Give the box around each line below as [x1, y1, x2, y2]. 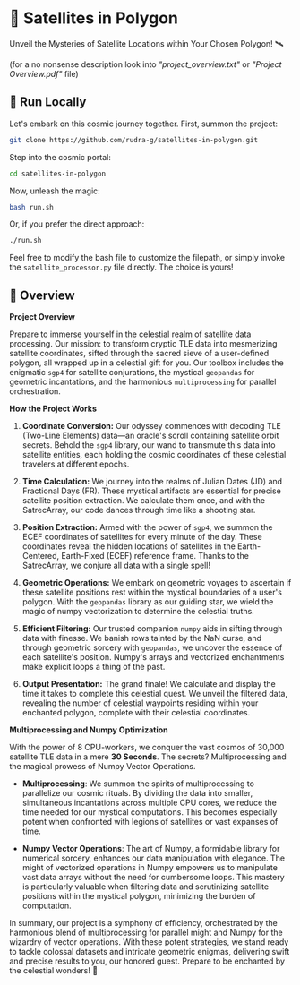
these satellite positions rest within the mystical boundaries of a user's [21, 587, 282, 598]
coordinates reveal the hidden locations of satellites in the [21, 541, 236, 552]
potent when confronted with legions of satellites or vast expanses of [21, 817, 279, 827]
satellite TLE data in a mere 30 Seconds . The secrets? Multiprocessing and [9, 751, 287, 762]
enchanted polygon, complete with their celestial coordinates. [21, 707, 251, 718]
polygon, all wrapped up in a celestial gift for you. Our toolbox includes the [9, 357, 284, 368]
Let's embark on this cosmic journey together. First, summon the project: [9, 118, 279, 129]
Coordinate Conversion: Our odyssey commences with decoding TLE [21, 421, 282, 432]
